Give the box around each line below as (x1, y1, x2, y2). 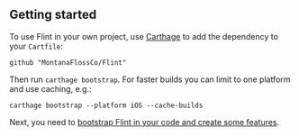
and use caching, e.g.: (9, 83, 92, 94)
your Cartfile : (9, 41, 63, 51)
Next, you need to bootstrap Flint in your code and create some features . (9, 116, 280, 127)
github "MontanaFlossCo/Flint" (9, 58, 127, 67)
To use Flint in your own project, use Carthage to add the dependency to (9, 31, 279, 41)
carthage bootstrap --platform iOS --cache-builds (9, 101, 204, 110)
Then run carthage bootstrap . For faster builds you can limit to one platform (9, 74, 291, 85)
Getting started (9, 7, 97, 23)
